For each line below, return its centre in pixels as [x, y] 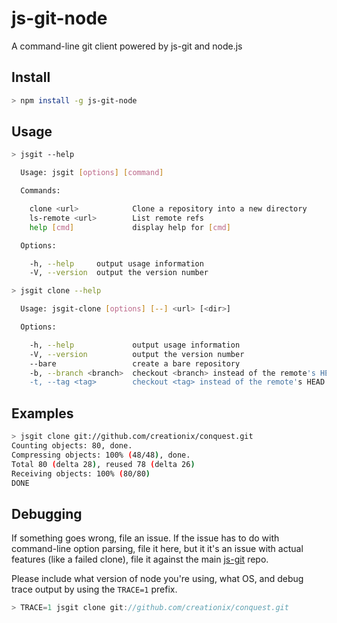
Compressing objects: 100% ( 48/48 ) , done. [101, 455]
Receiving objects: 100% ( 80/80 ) [81, 473]
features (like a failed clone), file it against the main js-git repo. [140, 559]
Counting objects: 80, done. [72, 446]
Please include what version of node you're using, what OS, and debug [157, 579]
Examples [42, 413]
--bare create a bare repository [135, 363]
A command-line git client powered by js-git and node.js [127, 46]
